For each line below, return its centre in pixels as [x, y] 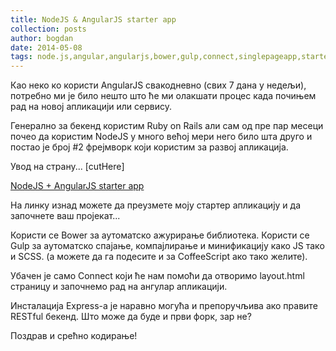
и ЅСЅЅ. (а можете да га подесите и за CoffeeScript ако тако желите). [159, 257]
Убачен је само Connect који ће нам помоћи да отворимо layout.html [157, 276]
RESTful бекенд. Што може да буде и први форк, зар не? [131, 317]
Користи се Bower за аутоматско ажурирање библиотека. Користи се [160, 235]
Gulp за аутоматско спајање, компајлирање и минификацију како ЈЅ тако [167, 246]
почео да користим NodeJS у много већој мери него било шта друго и [161, 137]
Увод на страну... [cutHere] [67, 167]
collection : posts [48, 29]
